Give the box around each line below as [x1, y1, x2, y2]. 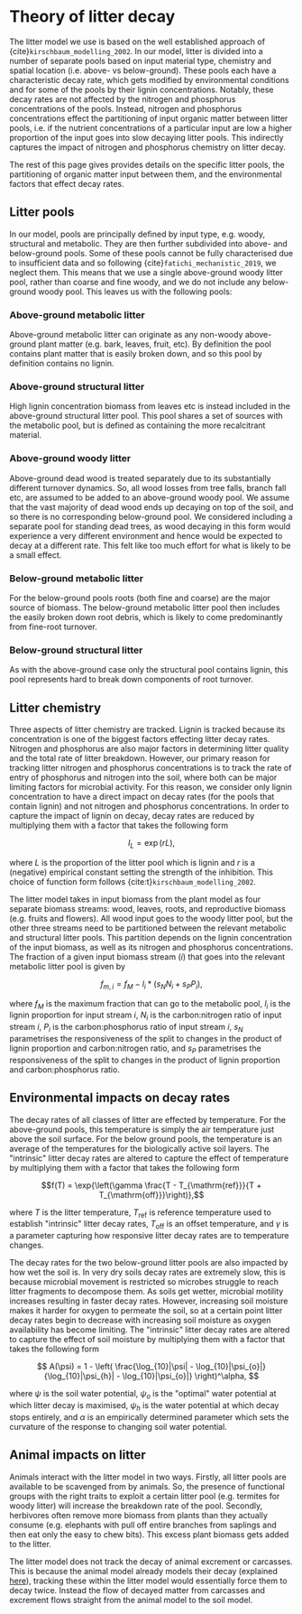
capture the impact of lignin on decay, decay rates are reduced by [9, 811, 255, 821]
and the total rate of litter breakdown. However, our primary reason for [9, 753, 270, 764]
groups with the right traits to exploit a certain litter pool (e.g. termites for [9, 1490, 280, 1501]
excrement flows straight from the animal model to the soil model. [9, 1594, 253, 1605]
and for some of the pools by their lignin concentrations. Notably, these [9, 84, 274, 95]
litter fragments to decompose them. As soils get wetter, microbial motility [9, 1286, 284, 1297]
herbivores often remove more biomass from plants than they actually [9, 1509, 269, 1520]
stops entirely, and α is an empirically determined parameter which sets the [9, 1411, 289, 1423]
